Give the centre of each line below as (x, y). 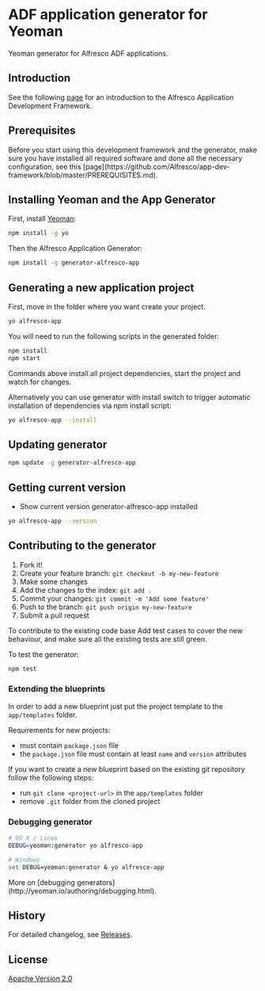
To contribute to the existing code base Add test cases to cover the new (126, 630)
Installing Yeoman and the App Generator (112, 199)
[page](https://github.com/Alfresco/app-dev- (157, 166)
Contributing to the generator (82, 546)
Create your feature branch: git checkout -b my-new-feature (119, 573)
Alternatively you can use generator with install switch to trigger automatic (129, 397)
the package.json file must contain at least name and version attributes (133, 754)
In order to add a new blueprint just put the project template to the (116, 706)
